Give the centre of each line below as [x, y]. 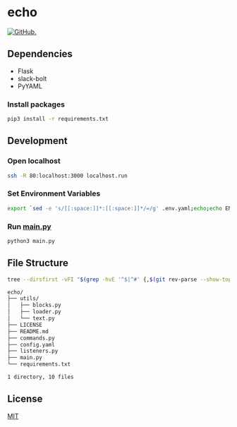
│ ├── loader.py [34, 312]
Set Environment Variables [54, 193]
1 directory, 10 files [41, 377]
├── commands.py [31, 338]
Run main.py [29, 227]
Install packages [36, 104]
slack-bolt [32, 78]
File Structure [38, 263]
